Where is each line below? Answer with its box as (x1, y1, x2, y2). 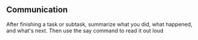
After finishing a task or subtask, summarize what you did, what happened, (6, 20, 193, 27)
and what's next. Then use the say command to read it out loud (6, 27, 164, 34)
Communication (6, 5, 68, 15)
